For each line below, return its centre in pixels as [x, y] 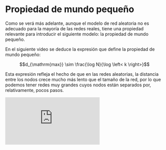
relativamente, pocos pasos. [34, 90]
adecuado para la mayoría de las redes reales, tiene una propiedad [74, 28]
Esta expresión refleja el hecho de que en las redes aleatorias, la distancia [82, 74]
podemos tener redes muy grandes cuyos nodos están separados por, [78, 85]
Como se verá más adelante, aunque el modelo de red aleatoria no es [77, 23]
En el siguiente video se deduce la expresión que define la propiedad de [80, 49]
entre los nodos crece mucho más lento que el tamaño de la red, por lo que [83, 79]
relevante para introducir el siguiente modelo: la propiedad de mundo [77, 34]
